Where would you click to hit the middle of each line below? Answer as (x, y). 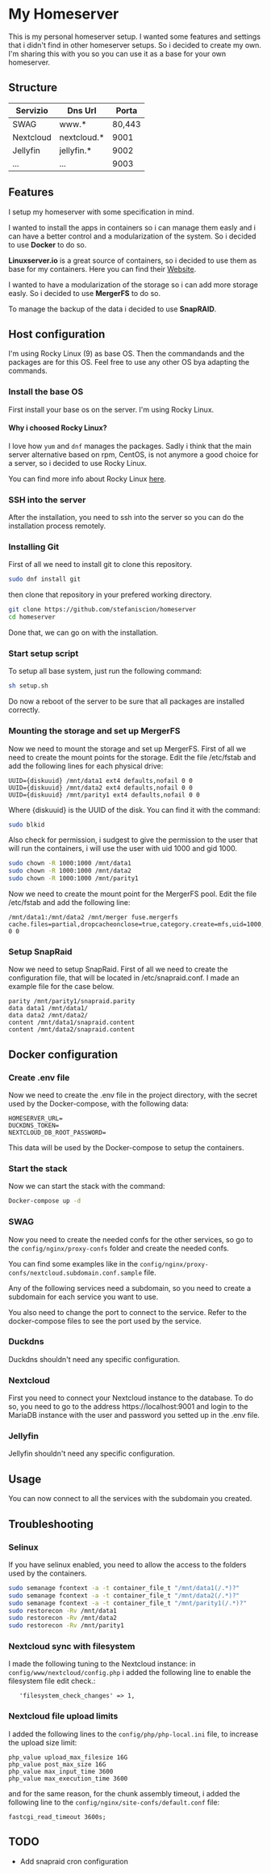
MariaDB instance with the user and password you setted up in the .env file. (134, 1415)
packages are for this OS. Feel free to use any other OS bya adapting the (129, 362)
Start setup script (44, 654)
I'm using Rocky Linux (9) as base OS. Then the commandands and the (126, 353)
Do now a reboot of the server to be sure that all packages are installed (126, 701)
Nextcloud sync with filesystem (72, 1647)
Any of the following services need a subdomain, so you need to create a (130, 1288)
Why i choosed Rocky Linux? (58, 428)
